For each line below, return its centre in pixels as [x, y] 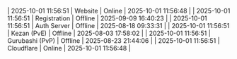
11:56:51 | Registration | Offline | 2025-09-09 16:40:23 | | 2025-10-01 [107, 18]
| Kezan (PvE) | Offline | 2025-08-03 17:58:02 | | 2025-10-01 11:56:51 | [109, 33]
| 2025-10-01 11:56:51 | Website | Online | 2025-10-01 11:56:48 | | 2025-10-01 [119, 11]
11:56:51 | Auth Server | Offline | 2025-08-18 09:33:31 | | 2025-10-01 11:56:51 [118, 26]
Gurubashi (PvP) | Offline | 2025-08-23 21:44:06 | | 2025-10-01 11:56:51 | [114, 41]
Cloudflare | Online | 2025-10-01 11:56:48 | [69, 48]
